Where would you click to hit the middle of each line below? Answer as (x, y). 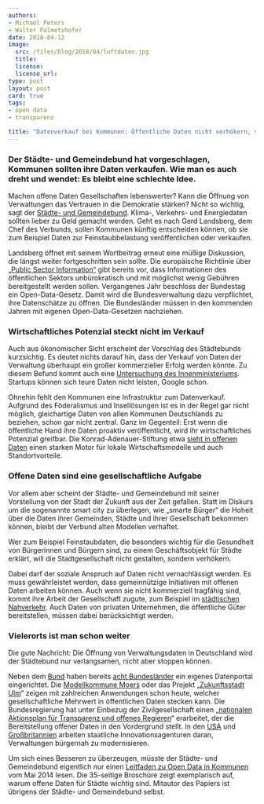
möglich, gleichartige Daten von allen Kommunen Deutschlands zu (115, 414)
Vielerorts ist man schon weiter (69, 635)
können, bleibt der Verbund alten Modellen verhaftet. (93, 526)
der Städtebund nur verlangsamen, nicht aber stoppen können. (110, 661)
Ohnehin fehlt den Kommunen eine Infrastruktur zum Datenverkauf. (117, 397)
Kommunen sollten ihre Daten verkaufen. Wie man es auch (123, 169)
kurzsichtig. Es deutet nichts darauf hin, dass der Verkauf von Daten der (125, 357)
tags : (17, 103)
